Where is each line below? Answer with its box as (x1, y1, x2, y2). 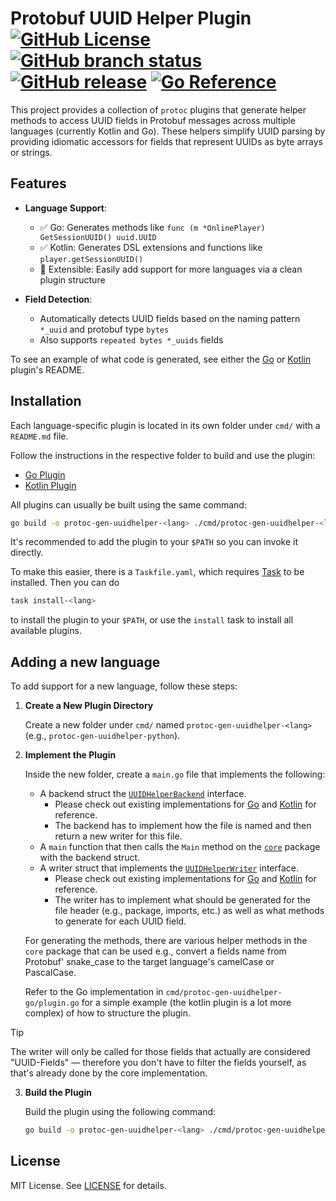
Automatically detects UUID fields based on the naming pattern (39, 312, 301, 324)
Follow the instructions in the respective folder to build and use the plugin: (10, 449, 316, 461)
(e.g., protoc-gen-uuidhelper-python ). (24, 730, 181, 742)
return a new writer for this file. (54, 830, 183, 842)
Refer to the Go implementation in (24, 986, 164, 998)
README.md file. (10, 430, 69, 442)
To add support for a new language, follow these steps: (10, 680, 238, 692)
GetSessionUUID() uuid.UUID (39, 232, 157, 242)
